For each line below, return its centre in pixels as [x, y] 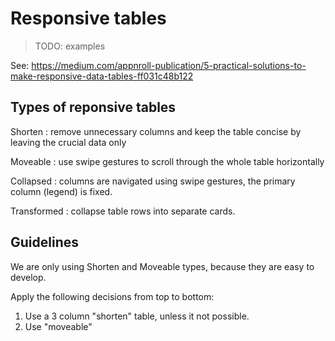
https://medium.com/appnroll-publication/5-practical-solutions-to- [169, 65]
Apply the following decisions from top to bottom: [112, 296]
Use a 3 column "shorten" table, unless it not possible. [137, 316]
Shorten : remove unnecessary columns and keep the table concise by [156, 131]
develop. [28, 277]
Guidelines [44, 242]
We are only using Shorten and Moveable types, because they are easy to [162, 266]
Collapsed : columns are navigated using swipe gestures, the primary [153, 181]
